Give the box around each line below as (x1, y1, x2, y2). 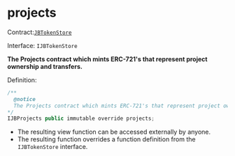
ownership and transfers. (7, 62, 83, 70)
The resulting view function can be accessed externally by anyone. (17, 127, 211, 136)
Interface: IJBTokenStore (7, 41, 78, 49)
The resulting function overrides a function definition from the (17, 135, 196, 143)
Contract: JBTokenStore (7, 28, 72, 36)
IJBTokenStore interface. (17, 143, 88, 151)
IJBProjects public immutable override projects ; (7, 115, 155, 123)
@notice (13, 95, 36, 102)
